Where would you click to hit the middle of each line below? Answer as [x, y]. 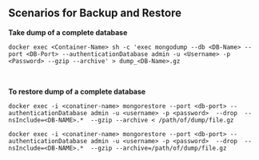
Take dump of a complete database [68, 32]
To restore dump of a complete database [77, 91]
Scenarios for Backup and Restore [95, 13]
